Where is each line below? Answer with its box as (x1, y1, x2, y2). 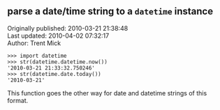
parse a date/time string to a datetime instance (7, 6, 214, 17)
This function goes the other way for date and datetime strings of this (7, 88, 207, 97)
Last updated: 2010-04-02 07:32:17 (7, 31, 110, 40)
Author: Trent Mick (7, 38, 61, 47)
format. (7, 96, 29, 104)
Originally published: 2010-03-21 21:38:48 (7, 24, 129, 32)
